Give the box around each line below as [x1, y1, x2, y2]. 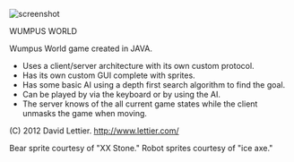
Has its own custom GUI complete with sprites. [22, 70, 195, 81]
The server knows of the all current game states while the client [22, 98, 258, 109]
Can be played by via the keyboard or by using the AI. [22, 90, 221, 99]
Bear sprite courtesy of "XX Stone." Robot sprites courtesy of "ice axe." [9, 143, 273, 153]
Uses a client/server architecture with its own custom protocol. [22, 61, 255, 71]
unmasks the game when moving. [22, 108, 148, 118]
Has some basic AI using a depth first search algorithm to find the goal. [22, 80, 286, 90]
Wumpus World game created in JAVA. [9, 43, 152, 54]
